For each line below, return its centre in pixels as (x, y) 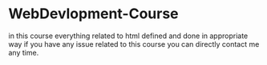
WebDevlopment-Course (93, 14)
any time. (24, 52)
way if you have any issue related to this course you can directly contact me (134, 44)
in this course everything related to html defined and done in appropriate (128, 36)
